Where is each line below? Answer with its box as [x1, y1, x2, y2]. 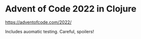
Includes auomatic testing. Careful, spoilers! [5, 28, 94, 34]
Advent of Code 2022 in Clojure [5, 3, 137, 14]
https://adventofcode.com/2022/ [5, 19, 72, 25]
